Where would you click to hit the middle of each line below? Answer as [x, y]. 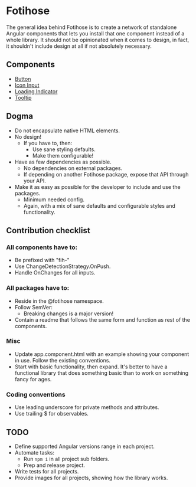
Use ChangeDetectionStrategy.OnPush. [63, 266]
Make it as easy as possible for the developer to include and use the [98, 187]
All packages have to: [38, 288]
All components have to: [42, 247]
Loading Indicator [36, 91]
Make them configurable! [63, 155]
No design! [28, 136]
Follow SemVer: [34, 307]
